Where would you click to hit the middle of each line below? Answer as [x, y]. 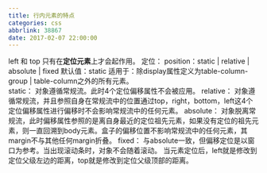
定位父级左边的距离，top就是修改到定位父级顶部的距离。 [101, 160]
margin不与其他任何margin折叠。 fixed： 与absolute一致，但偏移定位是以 [128, 140]
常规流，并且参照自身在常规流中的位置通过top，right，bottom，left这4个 [134, 101]
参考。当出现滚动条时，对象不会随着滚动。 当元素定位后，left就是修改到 [139, 151]
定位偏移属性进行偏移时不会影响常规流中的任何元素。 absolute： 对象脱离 [129, 111]
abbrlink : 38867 [35, 30]
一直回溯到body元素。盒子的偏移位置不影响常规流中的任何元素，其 [138, 131]
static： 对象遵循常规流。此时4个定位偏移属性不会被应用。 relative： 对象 [128, 91]
